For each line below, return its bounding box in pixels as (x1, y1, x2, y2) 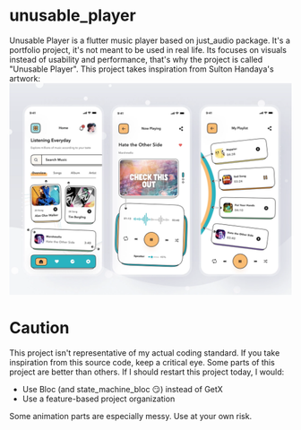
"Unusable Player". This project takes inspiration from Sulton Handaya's (9, 64, 275, 74)
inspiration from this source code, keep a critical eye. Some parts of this (9, 357, 275, 367)
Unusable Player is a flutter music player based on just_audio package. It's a (9, 35, 291, 46)
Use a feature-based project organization (21, 393, 176, 404)
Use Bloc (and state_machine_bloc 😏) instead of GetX (21, 383, 224, 394)
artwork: (9, 73, 40, 83)
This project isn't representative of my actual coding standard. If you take (9, 347, 280, 358)
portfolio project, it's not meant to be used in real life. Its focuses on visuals (9, 44, 287, 55)
